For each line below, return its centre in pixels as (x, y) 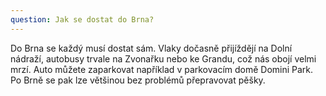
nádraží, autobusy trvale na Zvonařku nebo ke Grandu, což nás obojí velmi (163, 58)
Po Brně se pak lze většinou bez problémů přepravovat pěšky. (138, 80)
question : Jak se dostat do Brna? (82, 19)
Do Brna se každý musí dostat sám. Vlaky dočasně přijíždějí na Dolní (151, 48)
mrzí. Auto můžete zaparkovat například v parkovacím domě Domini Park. (162, 69)
